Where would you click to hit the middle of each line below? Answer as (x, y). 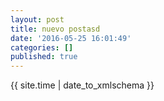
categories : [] (42, 47)
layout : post (37, 19)
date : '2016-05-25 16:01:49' (71, 38)
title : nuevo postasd (55, 29)
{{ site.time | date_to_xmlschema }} (82, 85)
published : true (44, 57)
